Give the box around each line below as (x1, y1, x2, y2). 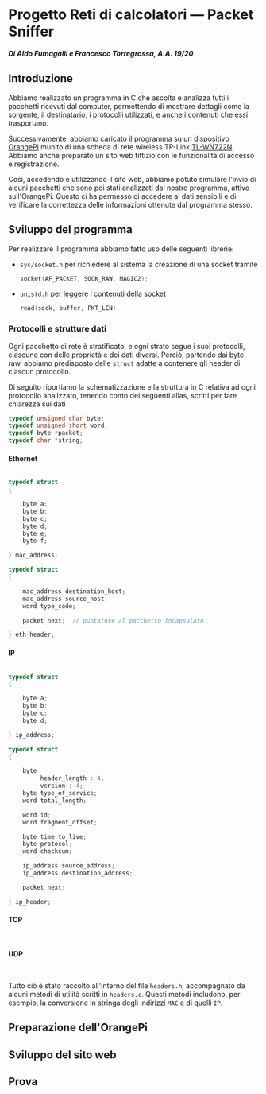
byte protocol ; (22, 840, 73, 848)
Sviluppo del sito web (8, 1048, 117, 1061)
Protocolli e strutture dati (8, 324, 107, 335)
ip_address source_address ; (22, 862, 115, 870)
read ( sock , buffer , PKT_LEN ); (19, 305, 121, 312)
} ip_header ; (8, 898, 52, 906)
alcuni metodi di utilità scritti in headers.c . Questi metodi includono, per (8, 990, 241, 999)
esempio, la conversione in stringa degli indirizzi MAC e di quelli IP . (8, 998, 223, 1007)
